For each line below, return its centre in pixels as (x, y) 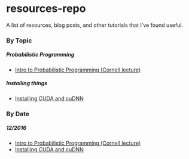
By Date (18, 114)
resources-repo (46, 9)
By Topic (19, 40)
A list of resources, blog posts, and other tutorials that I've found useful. (95, 25)
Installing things (27, 83)
